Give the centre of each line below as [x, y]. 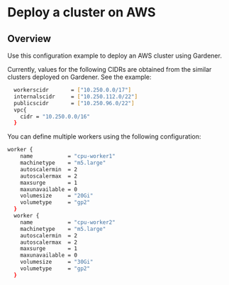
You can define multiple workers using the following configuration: [104, 136]
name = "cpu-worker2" [68, 222]
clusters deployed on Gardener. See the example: [79, 77]
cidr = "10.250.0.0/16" [55, 117]
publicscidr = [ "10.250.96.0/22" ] [74, 103]
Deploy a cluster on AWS [82, 12]
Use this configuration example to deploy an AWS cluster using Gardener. [114, 55]
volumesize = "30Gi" [57, 262]
